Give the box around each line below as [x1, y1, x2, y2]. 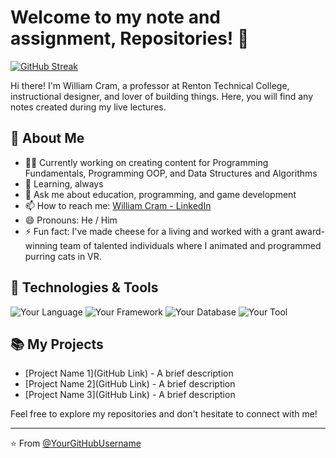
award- [294, 225, 325, 237]
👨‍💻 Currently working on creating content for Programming [24, 156, 269, 168]
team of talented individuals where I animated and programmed [59, 239, 322, 251]
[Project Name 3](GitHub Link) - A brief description [24, 389, 236, 401]
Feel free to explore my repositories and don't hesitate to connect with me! [10, 408, 318, 420]
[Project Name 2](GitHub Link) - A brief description [24, 378, 236, 390]
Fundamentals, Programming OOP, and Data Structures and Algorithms [24, 167, 318, 179]
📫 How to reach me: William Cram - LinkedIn [24, 199, 212, 211]
